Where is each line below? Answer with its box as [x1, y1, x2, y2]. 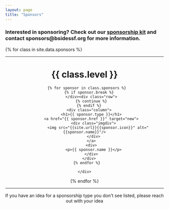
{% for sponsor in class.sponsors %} [47, 85, 127, 91]
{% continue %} [75, 99, 107, 104]
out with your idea [65, 197, 104, 204]
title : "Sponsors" [5, 12, 44, 17]
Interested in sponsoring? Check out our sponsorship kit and [5, 29, 157, 36]
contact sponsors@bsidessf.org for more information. [5, 35, 141, 42]
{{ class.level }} [51, 68, 118, 80]
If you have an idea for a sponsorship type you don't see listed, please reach [5, 192, 164, 198]
